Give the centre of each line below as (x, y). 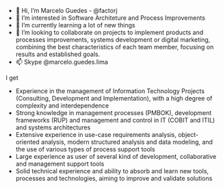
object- (188, 135)
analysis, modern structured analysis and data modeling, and (127, 142)
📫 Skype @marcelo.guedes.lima (62, 62)
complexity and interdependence (62, 105)
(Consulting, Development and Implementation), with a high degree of (114, 98)
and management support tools (60, 164)
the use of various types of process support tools (85, 149)
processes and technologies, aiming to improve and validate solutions (114, 178)
